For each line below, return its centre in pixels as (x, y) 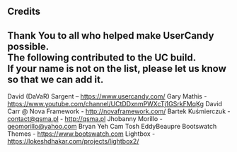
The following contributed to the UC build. (102, 57)
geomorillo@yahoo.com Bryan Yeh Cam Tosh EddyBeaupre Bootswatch (112, 127)
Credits (24, 12)
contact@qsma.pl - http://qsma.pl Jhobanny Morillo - (85, 119)
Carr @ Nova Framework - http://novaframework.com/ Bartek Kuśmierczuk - (119, 111)
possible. (28, 46)
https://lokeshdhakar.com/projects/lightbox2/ (73, 141)
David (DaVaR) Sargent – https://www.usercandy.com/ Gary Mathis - (107, 96)
